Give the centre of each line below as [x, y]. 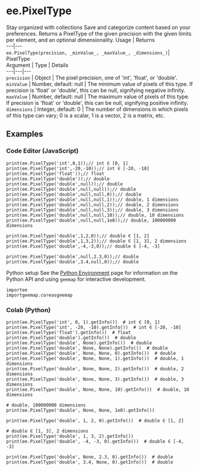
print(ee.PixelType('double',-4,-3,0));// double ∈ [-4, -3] [83, 246]
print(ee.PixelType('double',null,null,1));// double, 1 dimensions [92, 200]
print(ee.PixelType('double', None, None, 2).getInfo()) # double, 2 [95, 369]
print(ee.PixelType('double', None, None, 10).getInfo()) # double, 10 [98, 389]
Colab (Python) [28, 310]
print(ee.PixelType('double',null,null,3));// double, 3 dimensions [92, 210]
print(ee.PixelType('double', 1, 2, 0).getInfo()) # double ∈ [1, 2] [95, 421]
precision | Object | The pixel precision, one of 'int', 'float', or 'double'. [92, 78]
